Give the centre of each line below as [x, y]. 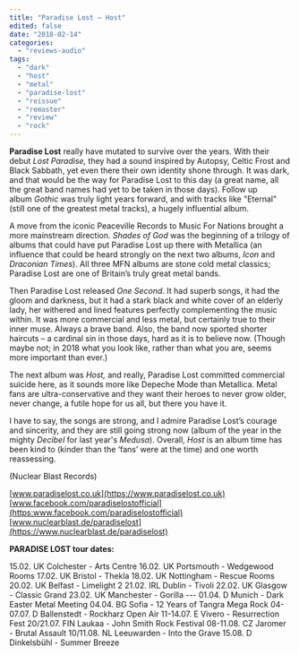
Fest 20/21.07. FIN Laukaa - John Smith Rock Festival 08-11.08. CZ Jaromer [148, 623]
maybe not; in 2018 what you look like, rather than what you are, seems [141, 348]
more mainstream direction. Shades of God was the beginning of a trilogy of [149, 235]
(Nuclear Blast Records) [53, 476]
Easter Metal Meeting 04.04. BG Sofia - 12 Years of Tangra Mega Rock [139, 604]
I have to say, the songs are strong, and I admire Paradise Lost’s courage [143, 421]
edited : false [36, 26]
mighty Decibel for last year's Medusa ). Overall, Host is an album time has [146, 440]
